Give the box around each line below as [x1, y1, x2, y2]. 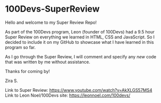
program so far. [5, 44, 36, 50]
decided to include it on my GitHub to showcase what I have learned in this [5, 39, 154, 45]
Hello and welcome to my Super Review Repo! [5, 19, 97, 25]
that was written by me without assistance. [5, 59, 90, 65]
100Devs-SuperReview [5, 3, 100, 15]
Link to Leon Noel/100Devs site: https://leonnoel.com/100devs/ [5, 92, 131, 98]
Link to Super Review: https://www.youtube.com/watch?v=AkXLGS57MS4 [5, 87, 152, 93]
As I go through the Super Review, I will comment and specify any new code [5, 53, 157, 59]
